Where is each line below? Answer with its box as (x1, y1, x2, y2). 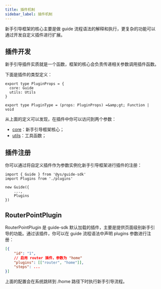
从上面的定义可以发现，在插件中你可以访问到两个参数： (5, 116, 116, 122)
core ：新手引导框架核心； (12, 126, 64, 132)
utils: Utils (9, 90, 36, 95)
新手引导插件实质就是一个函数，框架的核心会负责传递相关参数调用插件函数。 (5, 62, 159, 67)
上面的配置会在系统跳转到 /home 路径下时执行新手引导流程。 (5, 279, 128, 285)
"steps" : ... (14, 265, 40, 269)
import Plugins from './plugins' (5, 176, 73, 181)
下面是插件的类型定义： (5, 72, 52, 78)
